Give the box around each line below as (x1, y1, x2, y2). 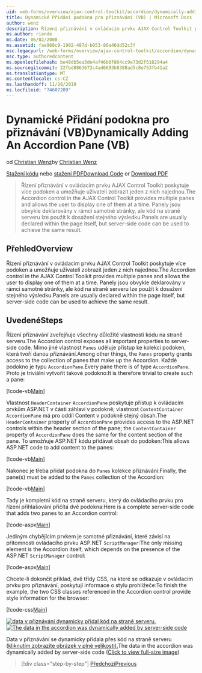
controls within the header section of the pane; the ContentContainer (6, 425, 176, 432)
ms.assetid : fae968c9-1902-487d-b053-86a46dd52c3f (6, 43, 136, 49)
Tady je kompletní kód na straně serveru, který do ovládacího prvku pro (6, 497, 183, 504)
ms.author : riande (6, 31, 52, 37)
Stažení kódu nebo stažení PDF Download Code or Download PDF (6, 169, 168, 177)
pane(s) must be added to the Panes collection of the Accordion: (6, 474, 165, 481)
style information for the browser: (6, 594, 90, 601)
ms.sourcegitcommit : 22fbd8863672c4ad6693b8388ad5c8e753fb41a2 (6, 64, 168, 71)
